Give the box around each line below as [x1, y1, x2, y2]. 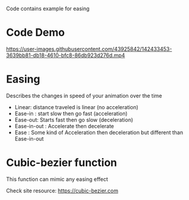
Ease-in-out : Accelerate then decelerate [14, 122, 114, 129]
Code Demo [6, 26, 65, 39]
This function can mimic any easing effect [6, 175, 108, 183]
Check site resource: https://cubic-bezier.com [6, 187, 119, 194]
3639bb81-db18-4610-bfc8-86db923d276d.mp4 [6, 52, 125, 59]
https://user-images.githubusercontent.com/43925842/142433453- [6, 45, 172, 52]
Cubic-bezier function [6, 156, 117, 170]
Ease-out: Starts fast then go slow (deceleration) [14, 116, 133, 123]
